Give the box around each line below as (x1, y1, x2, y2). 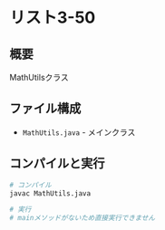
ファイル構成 (9, 101, 82, 117)
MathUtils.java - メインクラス (22, 127, 136, 138)
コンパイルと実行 (9, 156, 105, 171)
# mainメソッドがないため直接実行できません (9, 214, 156, 223)
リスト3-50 (9, 7, 96, 28)
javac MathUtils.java (9, 188, 92, 198)
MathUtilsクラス (9, 72, 70, 82)
